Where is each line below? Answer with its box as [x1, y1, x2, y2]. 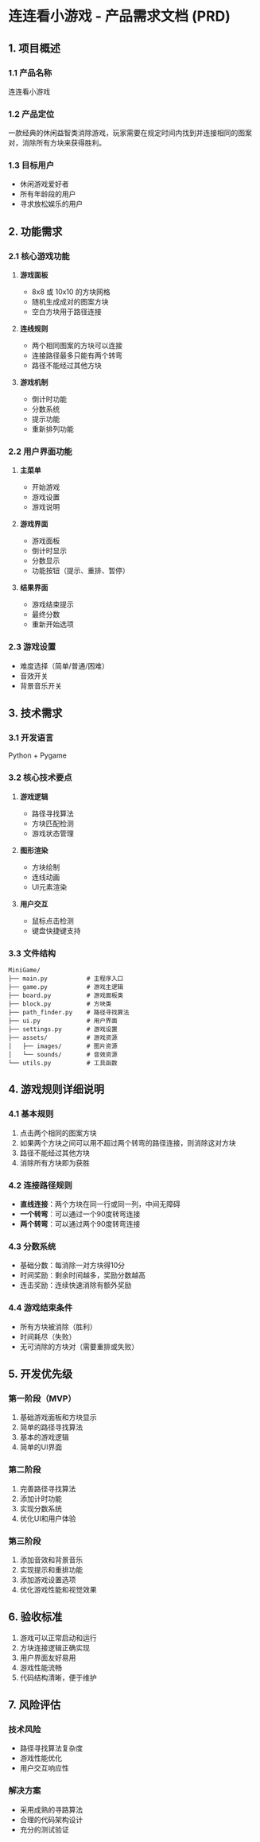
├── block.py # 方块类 [8, 1000, 112, 1008]
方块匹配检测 [31, 818, 74, 828]
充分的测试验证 [19, 1825, 69, 1834]
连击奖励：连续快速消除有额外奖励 [19, 1281, 132, 1290]
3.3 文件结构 [8, 948, 56, 959]
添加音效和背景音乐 [19, 1555, 83, 1565]
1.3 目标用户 [8, 160, 55, 171]
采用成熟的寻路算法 [19, 1805, 83, 1814]
